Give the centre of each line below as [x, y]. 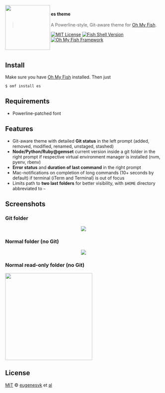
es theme [61, 14]
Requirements [27, 101]
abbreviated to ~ [29, 188]
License [18, 373]
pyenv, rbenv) [27, 162]
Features [19, 129]
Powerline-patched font [37, 113]
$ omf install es [23, 86]
